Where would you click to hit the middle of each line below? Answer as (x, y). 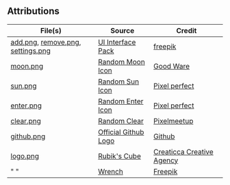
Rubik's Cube (120, 156)
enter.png (26, 106)
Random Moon (122, 62)
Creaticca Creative (183, 151)
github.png (28, 136)
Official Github (121, 132)
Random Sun (118, 82)
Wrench (111, 171)
